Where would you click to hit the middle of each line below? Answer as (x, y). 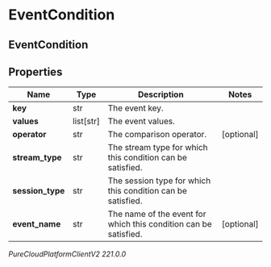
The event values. (141, 121)
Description (161, 94)
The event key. (135, 108)
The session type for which (159, 181)
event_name (37, 224)
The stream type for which (158, 148)
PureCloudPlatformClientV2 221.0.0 (67, 254)
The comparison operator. (157, 135)
